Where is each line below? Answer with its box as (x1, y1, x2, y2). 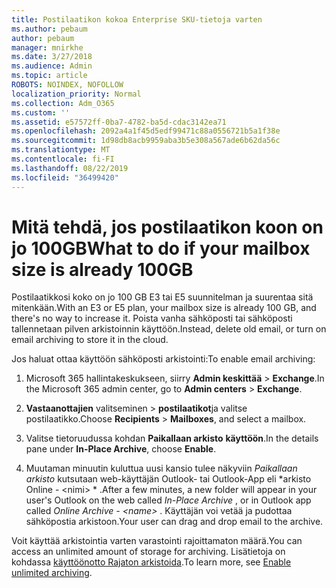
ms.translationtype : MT (11, 145, 111, 155)
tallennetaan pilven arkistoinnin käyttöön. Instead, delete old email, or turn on (11, 323, 327, 335)
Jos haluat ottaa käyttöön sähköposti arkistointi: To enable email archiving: (11, 353, 316, 365)
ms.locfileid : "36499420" (11, 172, 119, 183)
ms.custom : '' (11, 107, 71, 118)
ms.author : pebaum (11, 24, 88, 34)
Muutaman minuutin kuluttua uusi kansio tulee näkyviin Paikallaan (25, 462, 298, 475)
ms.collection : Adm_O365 (11, 98, 115, 108)
